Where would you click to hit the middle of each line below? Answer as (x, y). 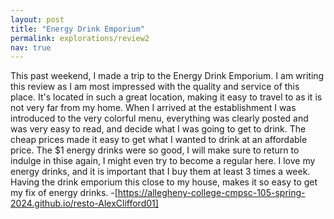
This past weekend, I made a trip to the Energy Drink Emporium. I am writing (167, 76)
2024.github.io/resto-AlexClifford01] (84, 203)
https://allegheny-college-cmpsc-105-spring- (211, 193)
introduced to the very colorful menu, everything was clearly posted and (159, 118)
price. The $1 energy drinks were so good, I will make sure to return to (155, 150)
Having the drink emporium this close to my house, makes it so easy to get (164, 182)
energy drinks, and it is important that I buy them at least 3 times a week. (160, 172)
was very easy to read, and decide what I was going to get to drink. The (158, 129)
